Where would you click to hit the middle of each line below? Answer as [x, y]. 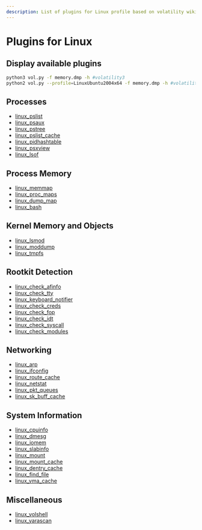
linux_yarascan [33, 521]
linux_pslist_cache [38, 135]
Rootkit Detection [40, 272]
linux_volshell [31, 514]
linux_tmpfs [29, 253]
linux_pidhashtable [38, 142]
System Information [44, 415]
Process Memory [39, 173]
